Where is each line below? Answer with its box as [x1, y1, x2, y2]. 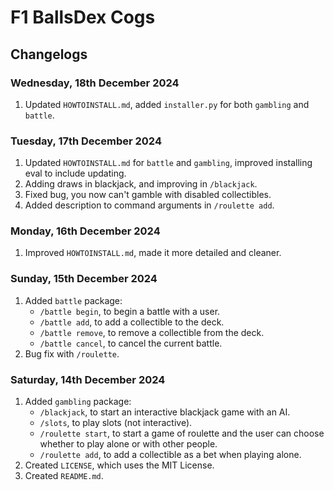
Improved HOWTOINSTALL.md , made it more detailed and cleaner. [24, 247, 282, 259]
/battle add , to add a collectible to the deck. [39, 316, 225, 328]
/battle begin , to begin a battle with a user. [39, 305, 221, 317]
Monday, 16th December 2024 [10, 224, 161, 238]
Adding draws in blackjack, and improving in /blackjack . [24, 178, 258, 190]
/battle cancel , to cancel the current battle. [39, 337, 223, 349]
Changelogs [10, 46, 88, 63]
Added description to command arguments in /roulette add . [24, 199, 275, 211]
